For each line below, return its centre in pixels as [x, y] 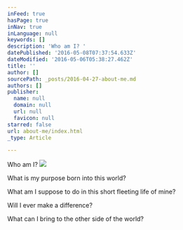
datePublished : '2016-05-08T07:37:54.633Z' [72, 53]
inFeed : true [26, 14]
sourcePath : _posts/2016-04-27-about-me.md [72, 79]
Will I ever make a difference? [50, 205]
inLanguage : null [33, 33]
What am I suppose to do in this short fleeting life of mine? [91, 192]
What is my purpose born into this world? [67, 178]
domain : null [33, 105]
